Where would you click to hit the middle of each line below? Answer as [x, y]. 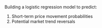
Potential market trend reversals [43, 21]
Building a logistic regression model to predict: [51, 7]
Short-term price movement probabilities [52, 16]
